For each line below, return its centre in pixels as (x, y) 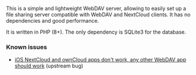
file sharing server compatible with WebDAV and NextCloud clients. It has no (98, 15)
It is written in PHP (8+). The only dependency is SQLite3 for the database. (96, 32)
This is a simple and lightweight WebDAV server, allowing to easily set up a (96, 8)
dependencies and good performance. (53, 21)
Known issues (27, 47)
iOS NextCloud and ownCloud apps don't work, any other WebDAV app (100, 60)
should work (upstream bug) (49, 66)
